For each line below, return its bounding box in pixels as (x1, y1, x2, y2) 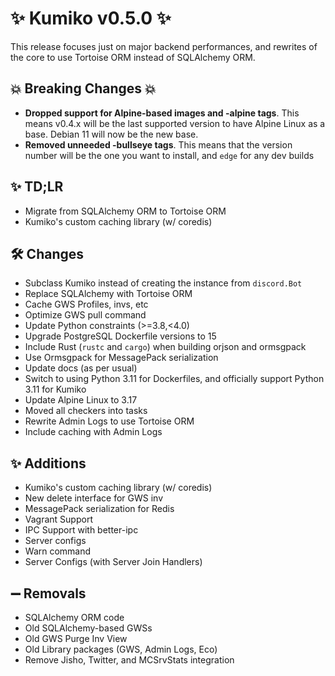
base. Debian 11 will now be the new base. (24, 128, 199, 140)
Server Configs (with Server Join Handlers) (24, 556, 203, 568)
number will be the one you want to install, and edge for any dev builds (24, 149, 315, 161)
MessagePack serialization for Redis (24, 503, 175, 515)
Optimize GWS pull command (24, 309, 147, 321)
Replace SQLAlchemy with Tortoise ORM (24, 288, 193, 300)
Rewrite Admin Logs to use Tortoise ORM (24, 415, 195, 427)
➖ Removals (10, 585, 87, 602)
